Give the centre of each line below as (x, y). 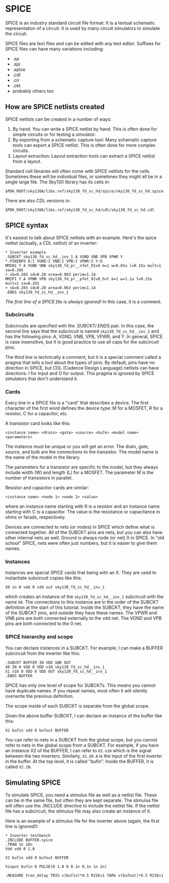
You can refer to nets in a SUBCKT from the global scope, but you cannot (81, 740)
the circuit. (16, 33)
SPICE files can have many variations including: (55, 49)
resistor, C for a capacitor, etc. (37, 414)
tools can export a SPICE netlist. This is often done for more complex (84, 145)
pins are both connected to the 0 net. (44, 623)
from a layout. (27, 161)
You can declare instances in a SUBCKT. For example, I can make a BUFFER (84, 648)
